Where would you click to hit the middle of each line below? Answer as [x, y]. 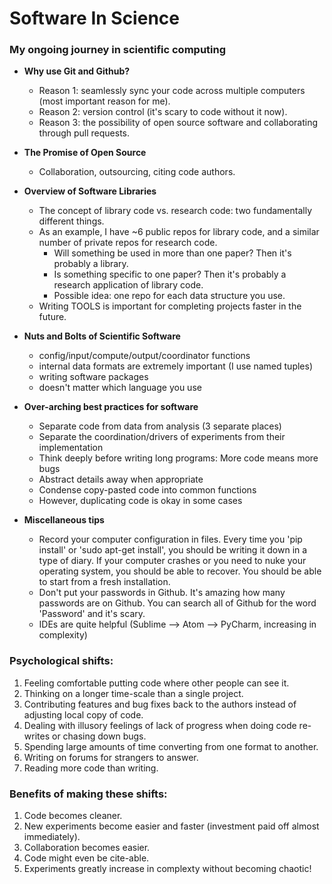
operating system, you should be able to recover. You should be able [180, 571]
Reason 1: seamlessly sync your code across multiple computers [172, 91]
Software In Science [94, 18]
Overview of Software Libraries [90, 191]
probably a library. [91, 264]
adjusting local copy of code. [83, 714]
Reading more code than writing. [91, 768]
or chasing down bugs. [99, 736]
